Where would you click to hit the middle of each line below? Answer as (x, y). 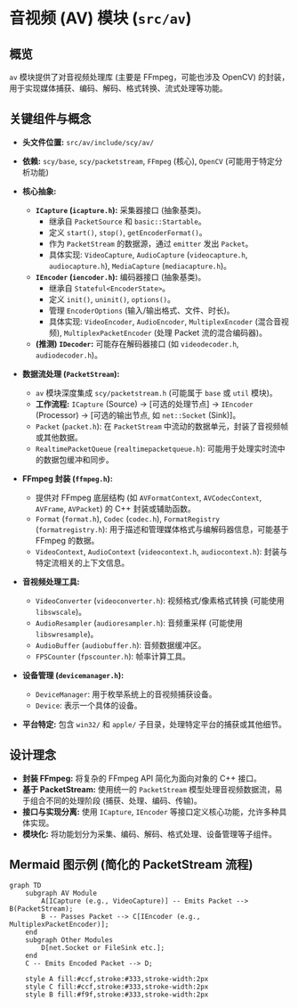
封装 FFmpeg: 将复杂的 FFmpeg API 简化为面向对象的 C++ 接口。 (142, 778)
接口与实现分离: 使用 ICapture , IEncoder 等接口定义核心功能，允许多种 (150, 811)
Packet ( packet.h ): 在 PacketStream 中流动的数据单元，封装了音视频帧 (162, 426)
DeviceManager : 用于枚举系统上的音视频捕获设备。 (126, 694)
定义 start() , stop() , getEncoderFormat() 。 (128, 232)
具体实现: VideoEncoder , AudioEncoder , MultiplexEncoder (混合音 (165, 321)
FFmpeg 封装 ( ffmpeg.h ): (67, 479)
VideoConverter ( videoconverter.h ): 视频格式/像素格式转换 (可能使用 (160, 600)
